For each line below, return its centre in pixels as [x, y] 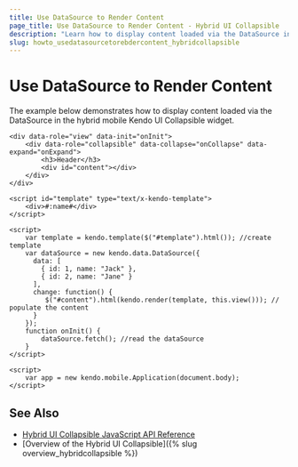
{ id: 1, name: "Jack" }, [89, 269]
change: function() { [73, 293]
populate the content [49, 308]
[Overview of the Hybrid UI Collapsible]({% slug [110, 444]
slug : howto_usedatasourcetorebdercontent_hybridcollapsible [125, 42]
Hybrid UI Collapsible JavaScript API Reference [108, 434]
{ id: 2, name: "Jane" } [87, 277]
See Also [34, 413]
